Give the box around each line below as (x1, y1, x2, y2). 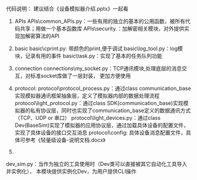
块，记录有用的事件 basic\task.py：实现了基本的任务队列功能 (14, 53, 162, 59)
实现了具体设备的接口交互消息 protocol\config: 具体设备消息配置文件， (14, 129, 186, 136)
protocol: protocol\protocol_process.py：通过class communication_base (14, 85, 192, 91)
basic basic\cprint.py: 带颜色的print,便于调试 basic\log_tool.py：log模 (14, 45, 183, 52)
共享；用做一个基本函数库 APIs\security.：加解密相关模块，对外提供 (19, 25, 185, 32)
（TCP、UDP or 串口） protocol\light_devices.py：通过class (14, 114, 161, 121)
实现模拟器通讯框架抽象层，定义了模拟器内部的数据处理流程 (14, 92, 160, 99)
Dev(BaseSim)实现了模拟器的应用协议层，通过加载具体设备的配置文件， (14, 122, 189, 129)
